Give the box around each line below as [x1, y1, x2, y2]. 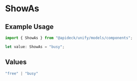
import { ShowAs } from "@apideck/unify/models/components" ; [5, 35, 133, 40]
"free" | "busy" [5, 71, 38, 76]
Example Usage [5, 23, 54, 31]
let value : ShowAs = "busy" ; [5, 44, 65, 49]
